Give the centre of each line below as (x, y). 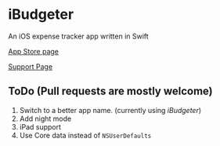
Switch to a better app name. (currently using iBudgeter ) (110, 110)
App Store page (34, 51)
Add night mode (45, 119)
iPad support (40, 126)
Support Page (31, 66)
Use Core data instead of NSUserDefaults (85, 135)
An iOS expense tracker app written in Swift (78, 36)
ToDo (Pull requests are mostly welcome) (110, 91)
